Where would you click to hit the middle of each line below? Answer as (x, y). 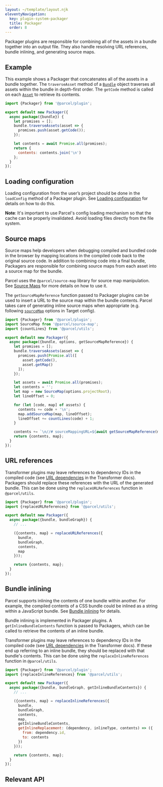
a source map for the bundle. (34, 271)
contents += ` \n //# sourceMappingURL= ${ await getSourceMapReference (84, 432)
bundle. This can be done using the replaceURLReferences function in (74, 488)
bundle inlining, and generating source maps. (50, 52)
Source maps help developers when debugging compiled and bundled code (81, 250)
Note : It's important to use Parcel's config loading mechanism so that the (78, 213)
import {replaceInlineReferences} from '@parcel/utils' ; (64, 674)
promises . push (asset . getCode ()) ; (52, 130)
